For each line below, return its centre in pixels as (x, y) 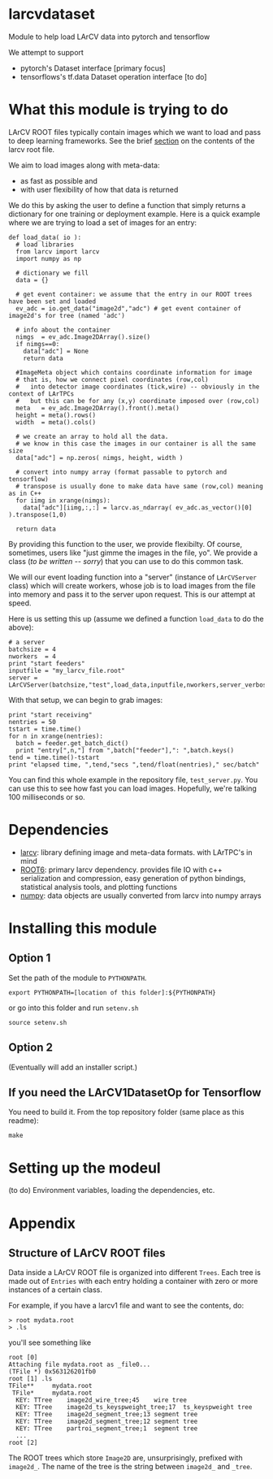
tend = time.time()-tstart (54, 757)
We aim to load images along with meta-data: (84, 165)
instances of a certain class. (56, 1290)
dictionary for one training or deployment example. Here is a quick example (134, 214)
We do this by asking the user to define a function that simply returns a (127, 205)
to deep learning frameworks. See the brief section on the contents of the (132, 141)
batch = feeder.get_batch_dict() (72, 743)
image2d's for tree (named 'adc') (67, 315)
